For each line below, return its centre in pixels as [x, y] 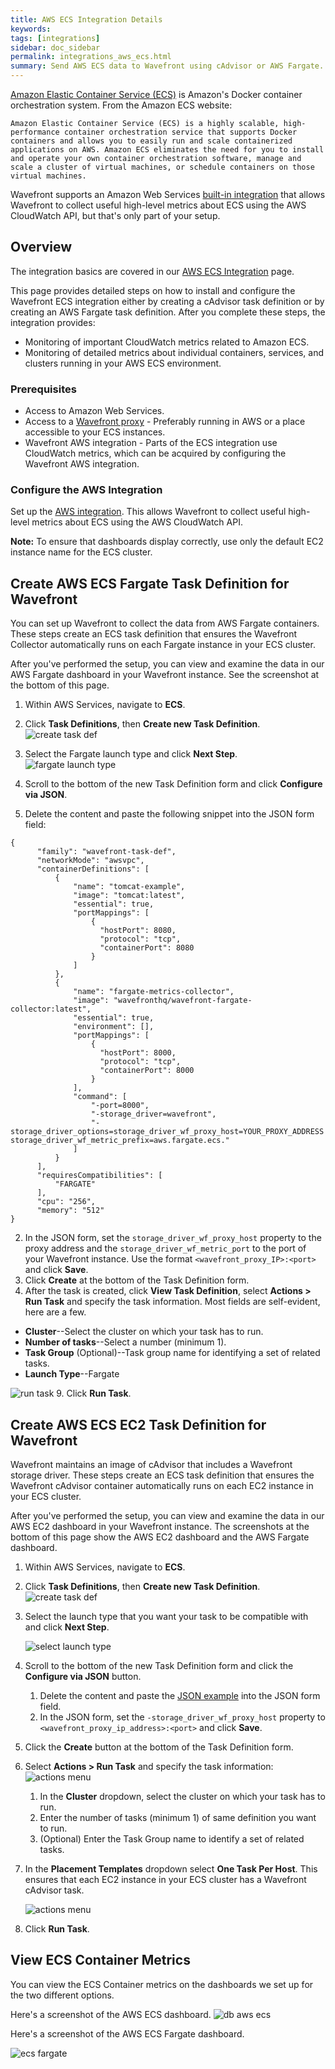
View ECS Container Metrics [100, 1960]
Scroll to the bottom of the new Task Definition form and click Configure [173, 784]
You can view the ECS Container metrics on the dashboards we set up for [162, 1984]
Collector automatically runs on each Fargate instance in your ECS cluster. [163, 645]
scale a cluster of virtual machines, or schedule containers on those [162, 167]
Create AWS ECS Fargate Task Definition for [150, 583]
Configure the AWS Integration [86, 490]
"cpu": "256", [66, 1202]
